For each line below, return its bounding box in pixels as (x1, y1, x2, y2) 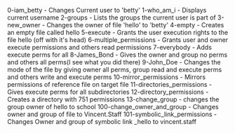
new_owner (7, 21, 41, 29)
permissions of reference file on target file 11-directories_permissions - (7, 80, 213, 88)
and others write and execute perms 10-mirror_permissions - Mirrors (7, 73, 206, 81)
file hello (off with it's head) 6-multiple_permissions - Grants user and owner (7, 36, 229, 44)
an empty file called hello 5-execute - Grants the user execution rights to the (7, 28, 229, 36)
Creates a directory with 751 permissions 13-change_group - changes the (7, 95, 220, 104)
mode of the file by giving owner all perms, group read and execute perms (7, 66, 222, 73)
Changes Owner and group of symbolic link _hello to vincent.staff (7, 118, 196, 125)
